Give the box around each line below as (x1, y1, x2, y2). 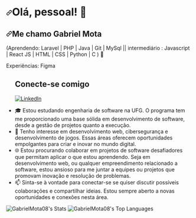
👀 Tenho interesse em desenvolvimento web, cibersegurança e (14, 128, 168, 135)
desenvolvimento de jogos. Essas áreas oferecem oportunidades (14, 134, 173, 141)
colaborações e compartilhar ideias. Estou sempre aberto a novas (14, 187, 175, 194)
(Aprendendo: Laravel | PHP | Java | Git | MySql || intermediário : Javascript (6, 44, 190, 51)
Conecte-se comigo (14, 79, 90, 89)
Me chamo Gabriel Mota (12, 29, 102, 39)
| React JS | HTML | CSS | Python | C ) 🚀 (6, 51, 104, 58)
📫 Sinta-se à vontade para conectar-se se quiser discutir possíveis (14, 178, 179, 186)
